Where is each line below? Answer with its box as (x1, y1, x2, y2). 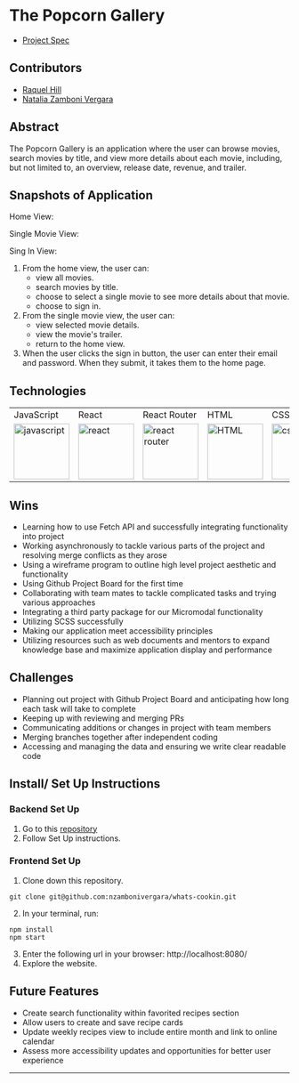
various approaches (21, 597, 96, 608)
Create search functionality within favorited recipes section (21, 1007, 239, 1018)
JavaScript (13, 408, 60, 421)
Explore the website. (21, 958, 98, 968)
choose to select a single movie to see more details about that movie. (35, 291, 290, 303)
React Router (142, 408, 198, 421)
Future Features (9, 984, 100, 999)
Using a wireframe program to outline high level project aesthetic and (21, 560, 277, 570)
